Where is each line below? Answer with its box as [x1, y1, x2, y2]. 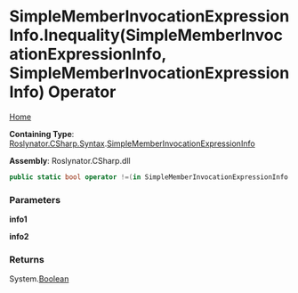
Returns [9, 254, 44, 266]
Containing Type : [9, 128, 75, 139]
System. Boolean [9, 273, 69, 284]
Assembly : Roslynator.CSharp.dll [9, 155, 131, 166]
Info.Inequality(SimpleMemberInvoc [9, 25, 283, 45]
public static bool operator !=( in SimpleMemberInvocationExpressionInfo [9, 172, 289, 182]
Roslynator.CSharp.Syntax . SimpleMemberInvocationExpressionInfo [9, 138, 255, 149]
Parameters [9, 193, 60, 206]
